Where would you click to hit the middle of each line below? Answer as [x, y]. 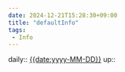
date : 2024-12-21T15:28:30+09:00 [63, 15]
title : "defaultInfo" [44, 23]
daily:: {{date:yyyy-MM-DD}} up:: [62, 59]
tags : [17, 30]
